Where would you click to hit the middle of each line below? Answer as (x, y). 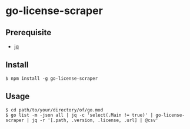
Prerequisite (29, 33)
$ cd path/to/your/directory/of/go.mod (54, 110)
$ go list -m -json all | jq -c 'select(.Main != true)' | (79, 115)
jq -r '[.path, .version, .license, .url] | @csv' (95, 120)
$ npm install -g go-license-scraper (52, 78)
